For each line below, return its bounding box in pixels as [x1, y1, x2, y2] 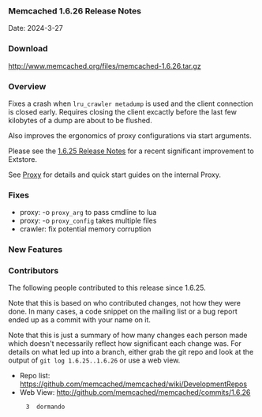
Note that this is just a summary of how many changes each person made [8, 330, 248, 340]
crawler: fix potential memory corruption [19, 224, 152, 234]
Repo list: [19, 371, 51, 381]
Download [8, 43, 49, 54]
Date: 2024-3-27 [8, 24, 63, 33]
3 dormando [25, 403, 65, 411]
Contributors [8, 265, 59, 276]
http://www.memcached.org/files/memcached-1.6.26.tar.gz [8, 61, 201, 70]
